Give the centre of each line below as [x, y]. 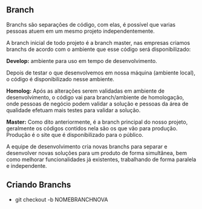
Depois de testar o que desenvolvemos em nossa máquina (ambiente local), [101, 73]
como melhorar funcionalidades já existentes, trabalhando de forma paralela [101, 159]
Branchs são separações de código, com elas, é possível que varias [91, 24]
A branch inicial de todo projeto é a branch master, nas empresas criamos [98, 42]
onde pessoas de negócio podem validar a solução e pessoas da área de [97, 104]
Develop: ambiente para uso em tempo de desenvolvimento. [82, 61]
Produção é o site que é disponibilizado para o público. [75, 134]
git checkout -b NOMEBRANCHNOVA [61, 199]
